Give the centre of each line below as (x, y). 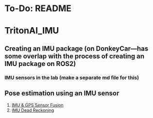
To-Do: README (38, 8)
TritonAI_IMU (32, 31)
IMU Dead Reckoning (33, 110)
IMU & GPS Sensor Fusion (37, 105)
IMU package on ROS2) (40, 64)
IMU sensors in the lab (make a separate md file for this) (72, 77)
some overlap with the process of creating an (75, 56)
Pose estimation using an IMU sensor (62, 93)
